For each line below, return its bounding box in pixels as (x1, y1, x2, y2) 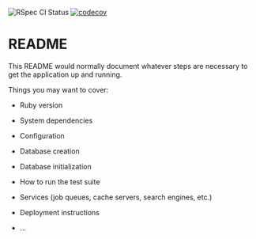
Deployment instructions (19, 207, 100, 217)
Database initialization (19, 161, 92, 171)
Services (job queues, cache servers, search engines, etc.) (19, 192, 213, 202)
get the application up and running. (8, 70, 122, 79)
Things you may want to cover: (8, 85, 109, 94)
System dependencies (19, 116, 93, 125)
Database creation (19, 146, 81, 156)
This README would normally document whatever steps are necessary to (8, 61, 248, 70)
